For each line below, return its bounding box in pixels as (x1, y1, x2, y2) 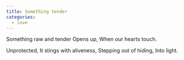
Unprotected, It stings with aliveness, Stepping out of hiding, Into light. (6, 47, 178, 54)
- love (11, 19, 28, 25)
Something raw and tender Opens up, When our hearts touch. (6, 36, 157, 43)
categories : (6, 14, 36, 20)
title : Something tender (6, 8, 68, 15)
